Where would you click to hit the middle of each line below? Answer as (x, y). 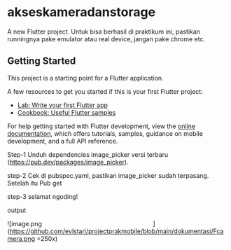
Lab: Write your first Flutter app (63, 105)
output (17, 210)
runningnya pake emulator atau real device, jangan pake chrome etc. (106, 39)
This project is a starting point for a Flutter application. (85, 78)
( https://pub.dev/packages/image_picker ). (68, 162)
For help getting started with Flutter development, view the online (101, 126)
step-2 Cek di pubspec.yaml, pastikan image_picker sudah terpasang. (108, 175)
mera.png (21, 238)
